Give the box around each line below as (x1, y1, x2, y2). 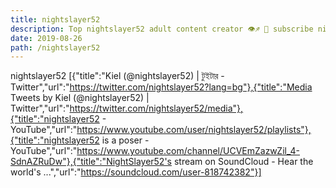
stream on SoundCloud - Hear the (173, 156, 314, 168)
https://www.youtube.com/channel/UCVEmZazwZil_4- (76, 145, 301, 157)
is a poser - (101, 134, 150, 146)
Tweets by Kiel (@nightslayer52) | (10, 92, 150, 104)
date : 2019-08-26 (10, 33, 83, 43)
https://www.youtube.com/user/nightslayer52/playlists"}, (76, 124, 312, 136)
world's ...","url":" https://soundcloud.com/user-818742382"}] (10, 166, 262, 178)
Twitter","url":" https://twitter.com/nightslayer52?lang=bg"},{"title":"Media (10, 81, 313, 93)
